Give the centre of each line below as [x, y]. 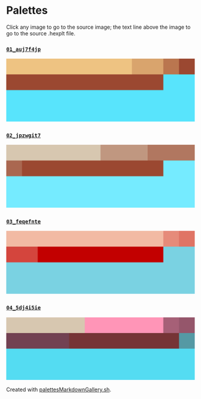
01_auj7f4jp [24, 49]
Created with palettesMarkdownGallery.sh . [59, 389]
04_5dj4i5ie [24, 308]
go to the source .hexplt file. [41, 33]
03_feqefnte [24, 222]
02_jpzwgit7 [24, 135]
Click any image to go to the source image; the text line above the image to [98, 27]
